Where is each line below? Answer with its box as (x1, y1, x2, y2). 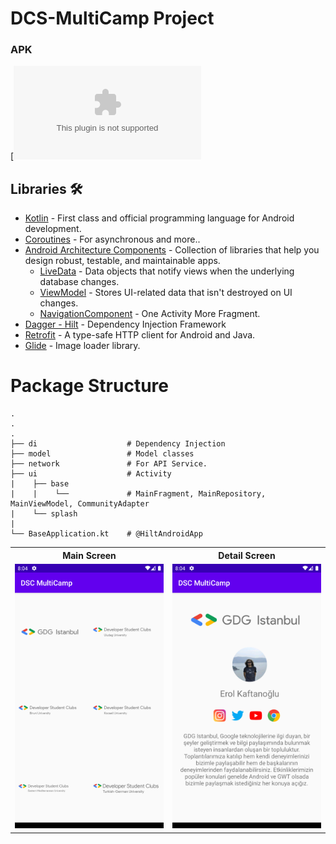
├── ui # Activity (10, 469, 172, 479)
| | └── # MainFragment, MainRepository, (10, 489, 267, 499)
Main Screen (62, 549, 117, 561)
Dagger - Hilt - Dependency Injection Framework (24, 318, 227, 331)
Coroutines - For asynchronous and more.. (24, 233, 201, 246)
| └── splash (10, 509, 78, 519)
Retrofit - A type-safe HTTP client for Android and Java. (24, 329, 256, 341)
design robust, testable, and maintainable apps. (24, 255, 221, 267)
